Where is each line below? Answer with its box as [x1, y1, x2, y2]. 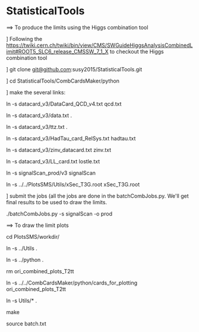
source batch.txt [6, 320, 46, 327]
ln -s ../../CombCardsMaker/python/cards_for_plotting [6, 279, 138, 286]
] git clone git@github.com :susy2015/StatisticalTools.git [6, 65, 143, 72]
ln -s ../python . [6, 256, 44, 263]
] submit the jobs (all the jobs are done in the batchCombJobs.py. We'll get [6, 192, 189, 200]
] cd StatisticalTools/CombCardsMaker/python [6, 77, 120, 84]
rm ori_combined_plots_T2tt [6, 267, 74, 274]
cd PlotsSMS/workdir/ [6, 233, 59, 240]
